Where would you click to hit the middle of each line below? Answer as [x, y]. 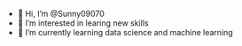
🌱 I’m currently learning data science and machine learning [125, 32]
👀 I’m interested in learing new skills [83, 23]
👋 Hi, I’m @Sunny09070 [61, 14]
